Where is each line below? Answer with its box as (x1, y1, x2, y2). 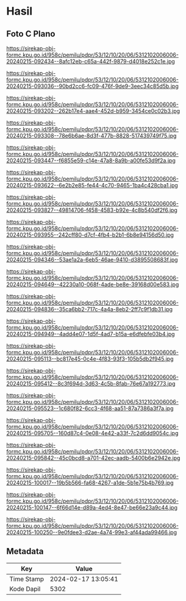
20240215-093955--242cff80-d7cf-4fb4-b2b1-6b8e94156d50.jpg (6, 231, 174, 239)
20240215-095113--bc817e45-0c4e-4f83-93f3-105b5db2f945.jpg (6, 355, 174, 362)
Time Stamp (9, 575, 45, 583)
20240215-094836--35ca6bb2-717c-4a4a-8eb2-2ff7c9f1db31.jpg (6, 306, 173, 312)
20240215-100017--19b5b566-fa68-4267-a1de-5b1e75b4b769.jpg (6, 479, 174, 486)
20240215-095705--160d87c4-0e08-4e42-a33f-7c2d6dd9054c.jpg (6, 430, 179, 437)
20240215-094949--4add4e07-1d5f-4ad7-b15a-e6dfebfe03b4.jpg (6, 331, 175, 337)
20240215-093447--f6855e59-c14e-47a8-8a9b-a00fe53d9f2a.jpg (6, 157, 176, 164)
